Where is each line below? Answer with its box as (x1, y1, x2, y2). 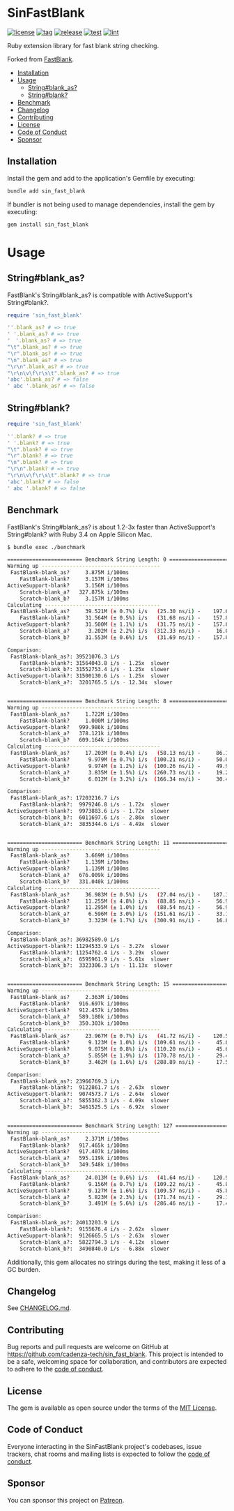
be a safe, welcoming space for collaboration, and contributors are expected (7, 1358, 227, 1366)
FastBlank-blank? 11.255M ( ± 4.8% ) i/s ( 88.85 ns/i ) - (19, 898, 201, 905)
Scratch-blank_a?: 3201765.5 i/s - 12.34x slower (19, 679, 173, 686)
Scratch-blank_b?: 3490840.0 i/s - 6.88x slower (19, 1245, 170, 1252)
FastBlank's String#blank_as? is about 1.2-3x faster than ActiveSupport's (7, 523, 216, 531)
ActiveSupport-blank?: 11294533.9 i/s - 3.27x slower (7, 942, 170, 949)
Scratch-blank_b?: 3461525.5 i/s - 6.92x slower (19, 1104, 170, 1111)
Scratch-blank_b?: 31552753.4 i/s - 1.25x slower (19, 666, 170, 673)
